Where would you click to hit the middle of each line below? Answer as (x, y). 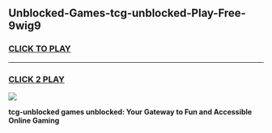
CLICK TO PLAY (40, 49)
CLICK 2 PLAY (36, 79)
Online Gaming (34, 120)
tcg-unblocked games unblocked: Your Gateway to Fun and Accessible (130, 111)
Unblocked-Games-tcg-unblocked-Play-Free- (127, 13)
